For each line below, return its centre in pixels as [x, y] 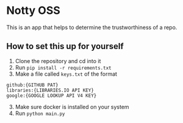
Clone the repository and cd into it [58, 61]
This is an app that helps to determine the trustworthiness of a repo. [92, 27]
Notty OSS [34, 11]
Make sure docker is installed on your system [72, 107]
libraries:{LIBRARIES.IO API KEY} [50, 90]
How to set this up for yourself [65, 46]
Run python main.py [40, 113]
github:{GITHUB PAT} [33, 85]
